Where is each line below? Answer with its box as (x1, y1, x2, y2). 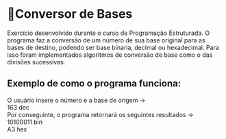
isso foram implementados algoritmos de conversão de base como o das (7, 51, 213, 59)
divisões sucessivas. (7, 58, 66, 66)
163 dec (7, 103, 29, 112)
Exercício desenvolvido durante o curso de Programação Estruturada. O (7, 29, 210, 37)
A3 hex (7, 125, 27, 133)
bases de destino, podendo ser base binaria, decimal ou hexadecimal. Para (7, 43, 219, 51)
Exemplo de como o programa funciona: (7, 78, 181, 90)
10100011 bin (7, 118, 43, 126)
